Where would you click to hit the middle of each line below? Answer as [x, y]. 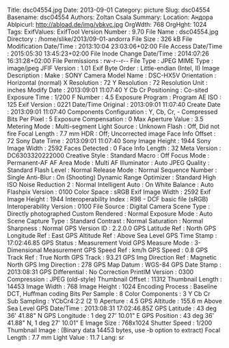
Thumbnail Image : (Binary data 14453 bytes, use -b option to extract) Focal [114, 330]
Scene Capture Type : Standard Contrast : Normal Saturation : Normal [105, 221]
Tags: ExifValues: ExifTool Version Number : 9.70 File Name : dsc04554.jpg [113, 32]
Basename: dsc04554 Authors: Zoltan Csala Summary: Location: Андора [110, 17]
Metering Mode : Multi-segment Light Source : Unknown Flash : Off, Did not [113, 126]
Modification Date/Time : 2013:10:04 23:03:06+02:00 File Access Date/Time [115, 46]
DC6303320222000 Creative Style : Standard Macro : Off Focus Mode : [108, 156]
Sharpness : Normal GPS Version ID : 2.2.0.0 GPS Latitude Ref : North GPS [112, 228]
